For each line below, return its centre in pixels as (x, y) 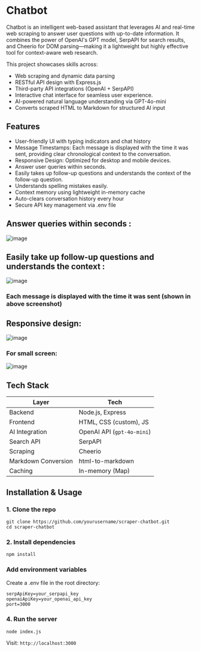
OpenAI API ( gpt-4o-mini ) (115, 432)
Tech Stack (28, 385)
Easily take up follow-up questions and (80, 257)
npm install (21, 555)
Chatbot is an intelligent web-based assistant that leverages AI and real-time (100, 27)
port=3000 (19, 604)
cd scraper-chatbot (31, 527)
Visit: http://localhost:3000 (41, 642)
